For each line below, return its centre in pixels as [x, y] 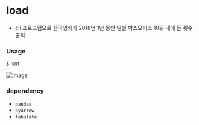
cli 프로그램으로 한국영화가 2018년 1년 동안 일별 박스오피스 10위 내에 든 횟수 [104, 28]
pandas [23, 105]
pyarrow [24, 111]
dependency [25, 91]
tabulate [26, 117]
